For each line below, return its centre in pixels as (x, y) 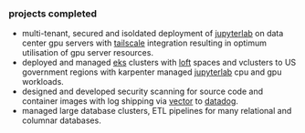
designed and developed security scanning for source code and (142, 92)
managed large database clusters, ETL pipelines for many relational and (157, 111)
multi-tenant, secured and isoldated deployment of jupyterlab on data (152, 34)
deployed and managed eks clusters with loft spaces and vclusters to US (159, 63)
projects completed (53, 14)
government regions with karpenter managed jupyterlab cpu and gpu (152, 72)
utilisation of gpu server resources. (88, 53)
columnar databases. (61, 120)
